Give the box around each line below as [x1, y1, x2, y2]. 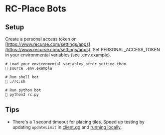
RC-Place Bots [5, 3, 66, 14]
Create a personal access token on [5, 36, 77, 42]
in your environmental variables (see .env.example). [5, 52, 111, 58]
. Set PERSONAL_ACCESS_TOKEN [90, 47, 161, 52]
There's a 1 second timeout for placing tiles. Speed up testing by [12, 119, 145, 125]
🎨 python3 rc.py [5, 92, 39, 97]
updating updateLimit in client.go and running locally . [12, 124, 122, 130]
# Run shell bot [5, 75, 39, 80]
